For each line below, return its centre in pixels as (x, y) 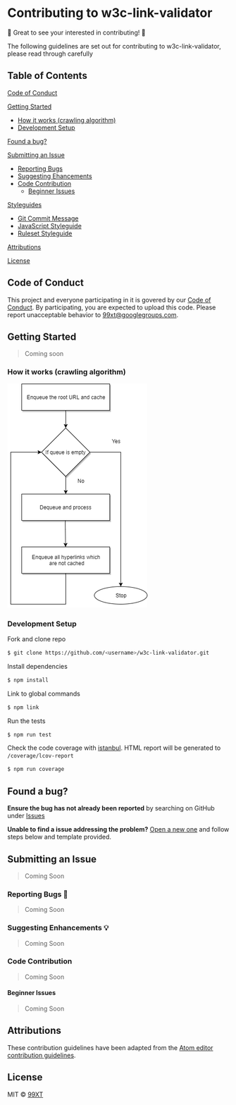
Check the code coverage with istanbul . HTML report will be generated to (114, 748)
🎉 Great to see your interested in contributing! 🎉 (76, 32)
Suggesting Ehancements (55, 176)
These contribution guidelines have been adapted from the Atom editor (110, 1047)
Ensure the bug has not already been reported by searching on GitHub (111, 808)
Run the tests (26, 721)
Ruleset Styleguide (45, 233)
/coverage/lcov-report (41, 756)
